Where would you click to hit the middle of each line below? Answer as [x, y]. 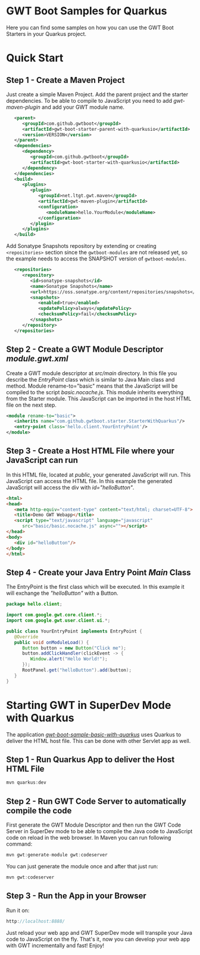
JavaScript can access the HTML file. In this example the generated [89, 481]
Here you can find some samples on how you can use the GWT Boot [90, 27]
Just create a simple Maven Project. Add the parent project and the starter [97, 94]
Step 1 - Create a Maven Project [65, 80]
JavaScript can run [42, 460]
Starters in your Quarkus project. [46, 33]
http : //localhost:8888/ [36, 921]
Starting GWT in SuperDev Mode [89, 705]
